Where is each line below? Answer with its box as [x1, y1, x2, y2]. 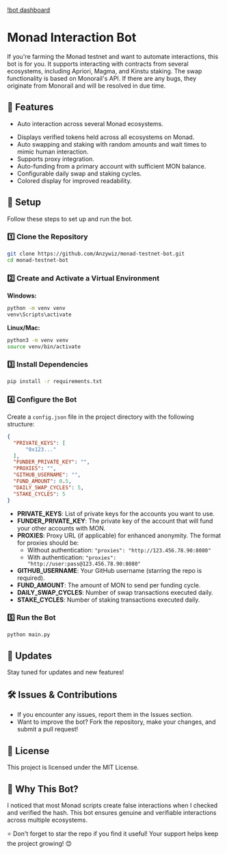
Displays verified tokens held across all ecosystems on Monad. [16, 133, 195, 141]
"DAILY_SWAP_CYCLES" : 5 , [13, 484, 84, 491]
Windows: [7, 291, 37, 300]
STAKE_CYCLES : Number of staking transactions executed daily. [16, 596, 200, 604]
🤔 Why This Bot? [7, 783, 79, 794]
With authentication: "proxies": [27, 553, 117, 561]
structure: [7, 419, 35, 428]
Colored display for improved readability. [16, 176, 132, 184]
